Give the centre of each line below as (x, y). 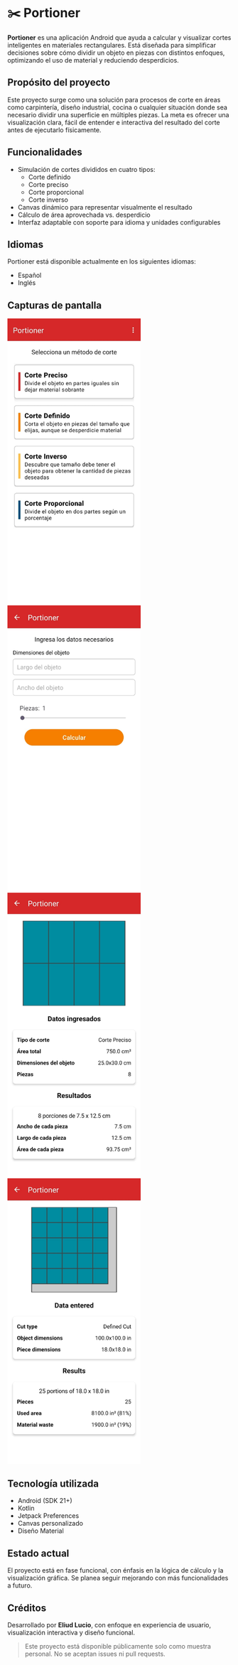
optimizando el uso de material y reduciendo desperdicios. (93, 60)
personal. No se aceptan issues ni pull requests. (95, 1654)
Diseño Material (40, 1531)
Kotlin (26, 1508)
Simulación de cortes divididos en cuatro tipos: (86, 169)
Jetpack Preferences (48, 1516)
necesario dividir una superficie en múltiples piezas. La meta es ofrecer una (118, 114)
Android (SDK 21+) (45, 1501)
